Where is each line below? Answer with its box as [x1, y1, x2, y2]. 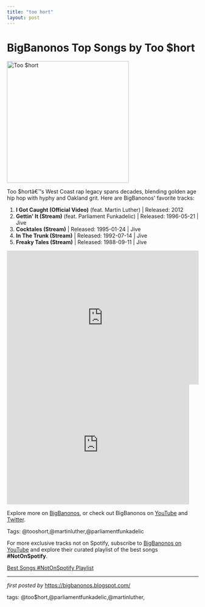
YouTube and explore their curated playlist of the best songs [7, 546, 158, 553]
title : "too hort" [7, 9, 54, 15]
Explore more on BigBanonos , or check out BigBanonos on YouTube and [7, 510, 188, 517]
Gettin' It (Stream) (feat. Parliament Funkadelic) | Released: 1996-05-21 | [15, 212, 199, 220]
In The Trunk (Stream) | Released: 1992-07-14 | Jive [15, 232, 148, 239]
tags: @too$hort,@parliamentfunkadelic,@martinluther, [7, 594, 145, 601]
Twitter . [7, 516, 26, 524]
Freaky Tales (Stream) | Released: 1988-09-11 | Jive [15, 239, 147, 246]
